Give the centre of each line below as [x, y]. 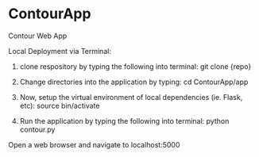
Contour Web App [38, 36]
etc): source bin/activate [60, 105]
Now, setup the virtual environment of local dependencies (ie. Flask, [131, 97]
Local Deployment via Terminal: [60, 51]
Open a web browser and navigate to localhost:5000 [94, 144]
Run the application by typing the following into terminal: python [124, 121]
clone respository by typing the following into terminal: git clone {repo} [135, 66]
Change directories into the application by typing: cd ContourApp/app [134, 82]
